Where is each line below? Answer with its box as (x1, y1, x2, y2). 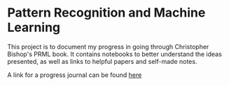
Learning (7, 19, 61, 35)
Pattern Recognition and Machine (7, 5, 206, 21)
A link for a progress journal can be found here (7, 71, 142, 79)
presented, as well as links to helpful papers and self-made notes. (7, 57, 197, 65)
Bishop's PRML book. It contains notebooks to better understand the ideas (7, 50, 222, 58)
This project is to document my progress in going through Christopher (7, 42, 209, 51)
